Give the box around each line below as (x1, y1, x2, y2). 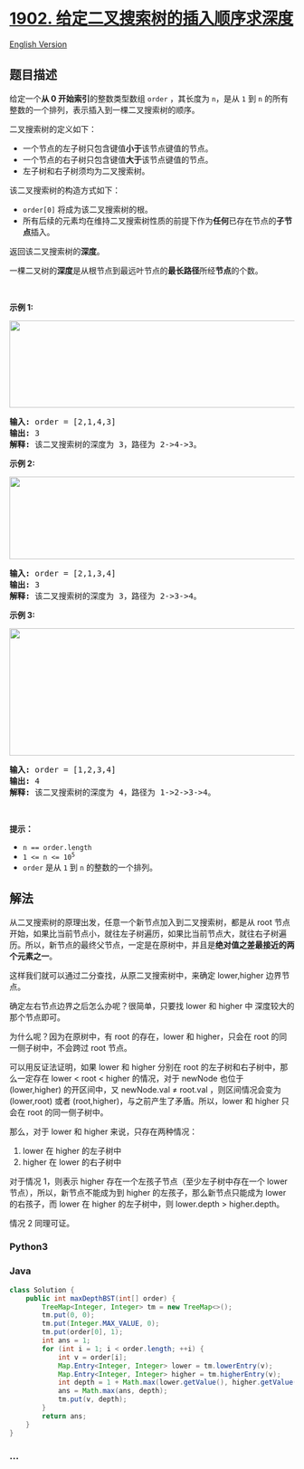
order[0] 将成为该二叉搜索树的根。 (22, 204, 154, 215)
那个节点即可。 (9, 1011, 65, 1023)
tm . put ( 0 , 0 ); (42, 1311, 95, 1320)
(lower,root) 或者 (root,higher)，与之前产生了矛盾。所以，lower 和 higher (9, 1095, 280, 1106)
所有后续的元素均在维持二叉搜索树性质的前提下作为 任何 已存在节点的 (22, 215, 277, 226)
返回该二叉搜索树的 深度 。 (9, 245, 105, 256)
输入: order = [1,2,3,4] (9, 764, 117, 775)
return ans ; (42, 1411, 88, 1421)
